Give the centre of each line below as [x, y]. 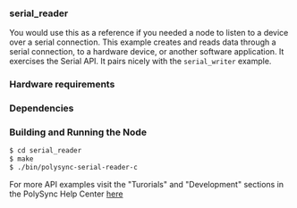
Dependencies [42, 108]
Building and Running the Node [78, 132]
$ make [21, 159]
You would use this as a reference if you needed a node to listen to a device [149, 33]
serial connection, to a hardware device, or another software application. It [147, 52]
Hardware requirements [62, 85]
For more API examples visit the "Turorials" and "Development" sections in [147, 185]
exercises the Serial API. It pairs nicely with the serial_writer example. [140, 62]
